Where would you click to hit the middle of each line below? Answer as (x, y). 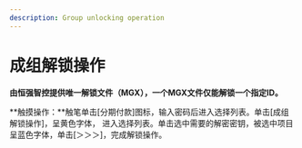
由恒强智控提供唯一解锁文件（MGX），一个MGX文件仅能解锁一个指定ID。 (146, 93)
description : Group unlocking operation (87, 18)
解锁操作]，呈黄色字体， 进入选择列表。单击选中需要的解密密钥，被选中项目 (151, 123)
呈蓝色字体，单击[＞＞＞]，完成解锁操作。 (88, 134)
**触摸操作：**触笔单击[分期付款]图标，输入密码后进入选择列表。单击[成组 (149, 112)
